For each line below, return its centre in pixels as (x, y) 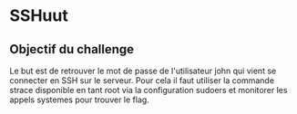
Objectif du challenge (72, 49)
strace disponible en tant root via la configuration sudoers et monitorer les (148, 90)
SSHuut (39, 16)
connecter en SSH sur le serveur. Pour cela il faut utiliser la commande (142, 81)
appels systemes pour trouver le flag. (80, 100)
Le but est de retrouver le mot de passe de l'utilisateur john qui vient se (143, 71)
